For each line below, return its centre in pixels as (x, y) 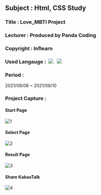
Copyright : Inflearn (29, 49)
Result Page (18, 155)
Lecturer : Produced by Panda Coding (51, 35)
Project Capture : (26, 98)
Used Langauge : (26, 62)
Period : (15, 75)
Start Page (16, 110)
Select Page (18, 132)
